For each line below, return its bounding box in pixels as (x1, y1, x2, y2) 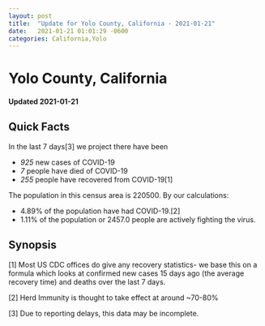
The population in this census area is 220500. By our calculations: (8, 190, 229, 199)
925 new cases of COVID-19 (19, 157, 115, 167)
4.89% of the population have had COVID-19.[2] (19, 206, 181, 216)
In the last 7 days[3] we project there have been (8, 141, 169, 151)
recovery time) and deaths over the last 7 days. (8, 277, 166, 286)
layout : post (8, 11, 53, 20)
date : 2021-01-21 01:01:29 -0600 (8, 27, 129, 35)
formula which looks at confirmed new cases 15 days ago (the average (8, 268, 245, 278)
